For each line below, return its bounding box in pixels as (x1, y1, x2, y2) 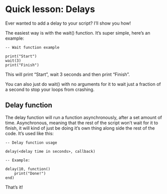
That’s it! (5, 184, 23, 190)
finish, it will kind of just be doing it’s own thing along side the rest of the (5, 125, 155, 131)
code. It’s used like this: (5, 130, 54, 136)
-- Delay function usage (5, 140, 57, 145)
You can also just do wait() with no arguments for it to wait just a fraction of (5, 81, 161, 87)
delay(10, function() (5, 166, 51, 171)
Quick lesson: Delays (5, 4, 96, 15)
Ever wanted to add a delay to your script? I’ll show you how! (5, 20, 131, 26)
